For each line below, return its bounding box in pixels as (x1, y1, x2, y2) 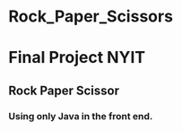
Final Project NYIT (8, 48, 145, 68)
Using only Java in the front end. (8, 109, 153, 122)
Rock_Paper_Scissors (8, 6, 174, 27)
